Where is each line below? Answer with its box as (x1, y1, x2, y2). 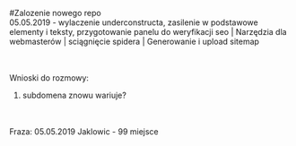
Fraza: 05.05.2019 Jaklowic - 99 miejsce (9, 126, 159, 137)
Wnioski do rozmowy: (9, 73, 90, 83)
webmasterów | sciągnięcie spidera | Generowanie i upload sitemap (9, 36, 260, 47)
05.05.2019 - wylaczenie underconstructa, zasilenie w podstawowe (9, 17, 258, 28)
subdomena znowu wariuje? (22, 90, 127, 100)
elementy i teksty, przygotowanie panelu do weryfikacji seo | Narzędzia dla (9, 27, 287, 37)
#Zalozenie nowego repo (9, 8, 101, 18)
